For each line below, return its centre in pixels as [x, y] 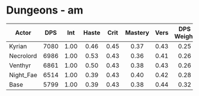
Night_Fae [23, 75]
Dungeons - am [45, 10]
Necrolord [23, 55]
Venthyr [20, 65]
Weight [185, 36]
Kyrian [18, 46]
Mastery [137, 32]
